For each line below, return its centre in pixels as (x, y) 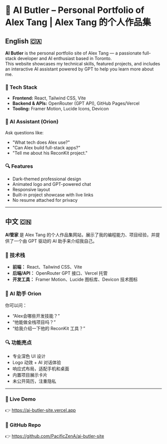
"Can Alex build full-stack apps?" (46, 147)
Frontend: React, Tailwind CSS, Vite (49, 98)
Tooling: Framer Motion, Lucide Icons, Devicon (61, 109)
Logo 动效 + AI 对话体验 (37, 362)
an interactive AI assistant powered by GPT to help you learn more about (80, 69)
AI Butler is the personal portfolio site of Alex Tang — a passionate (73, 53)
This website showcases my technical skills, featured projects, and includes (83, 64)
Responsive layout (31, 189)
